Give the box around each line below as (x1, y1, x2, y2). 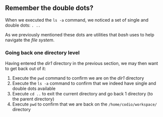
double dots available (12, 86, 55, 91)
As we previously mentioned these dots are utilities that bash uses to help (5, 31, 155, 37)
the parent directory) (12, 96, 54, 102)
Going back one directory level (5, 49, 80, 56)
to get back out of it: (5, 66, 46, 72)
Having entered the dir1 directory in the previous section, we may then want (5, 60, 158, 66)
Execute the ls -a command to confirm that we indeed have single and (12, 81, 156, 87)
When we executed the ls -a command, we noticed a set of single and (5, 17, 149, 23)
